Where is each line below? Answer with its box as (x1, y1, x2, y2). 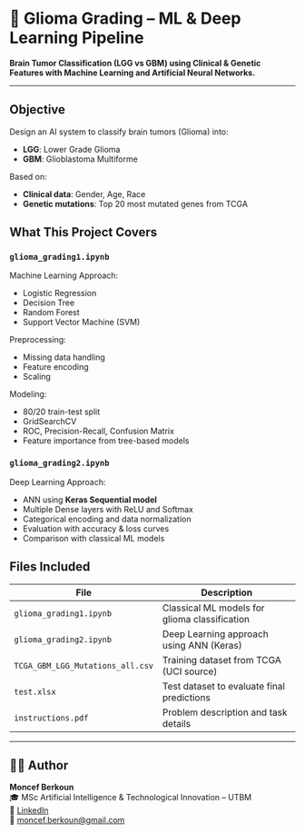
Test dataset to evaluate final (162, 680, 286, 692)
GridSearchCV (22, 416, 77, 427)
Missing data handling (22, 352, 106, 362)
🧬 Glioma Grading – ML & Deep (9, 8, 241, 29)
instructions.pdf (14, 712, 89, 723)
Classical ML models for (162, 601, 265, 614)
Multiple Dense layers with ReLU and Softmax (22, 503, 193, 514)
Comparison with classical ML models (22, 532, 165, 543)
